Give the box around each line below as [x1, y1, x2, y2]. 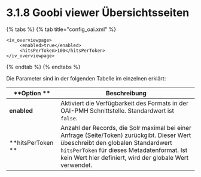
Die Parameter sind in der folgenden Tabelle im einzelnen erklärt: [6, 74, 166, 82]
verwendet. [60, 161, 93, 169]
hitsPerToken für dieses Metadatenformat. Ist [60, 146, 187, 154]
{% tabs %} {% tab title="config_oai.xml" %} [6, 26, 117, 33]
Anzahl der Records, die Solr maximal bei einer [60, 123, 191, 132]
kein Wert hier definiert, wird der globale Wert [60, 153, 189, 162]
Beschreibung [105, 89, 147, 97]
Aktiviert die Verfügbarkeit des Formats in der [60, 99, 189, 107]
